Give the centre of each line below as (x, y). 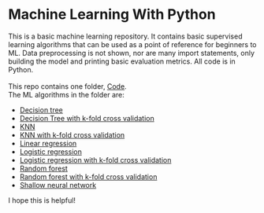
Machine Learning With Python (112, 15)
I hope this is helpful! (42, 200)
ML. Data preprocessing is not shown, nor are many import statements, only (131, 53)
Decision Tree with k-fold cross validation (87, 118)
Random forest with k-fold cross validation (88, 176)
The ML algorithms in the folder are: (66, 94)
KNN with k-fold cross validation (72, 134)
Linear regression (48, 143)
